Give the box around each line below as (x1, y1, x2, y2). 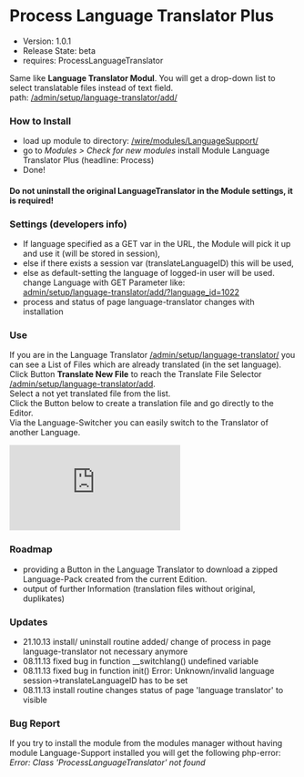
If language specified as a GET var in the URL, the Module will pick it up (22, 239, 291, 250)
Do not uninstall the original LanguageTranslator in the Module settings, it (9, 185, 293, 196)
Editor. (9, 407, 34, 419)
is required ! (9, 195, 55, 206)
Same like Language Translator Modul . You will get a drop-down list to (9, 72, 276, 83)
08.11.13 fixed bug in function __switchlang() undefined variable (22, 656, 259, 667)
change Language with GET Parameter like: (22, 277, 186, 288)
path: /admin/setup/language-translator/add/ (9, 92, 177, 103)
